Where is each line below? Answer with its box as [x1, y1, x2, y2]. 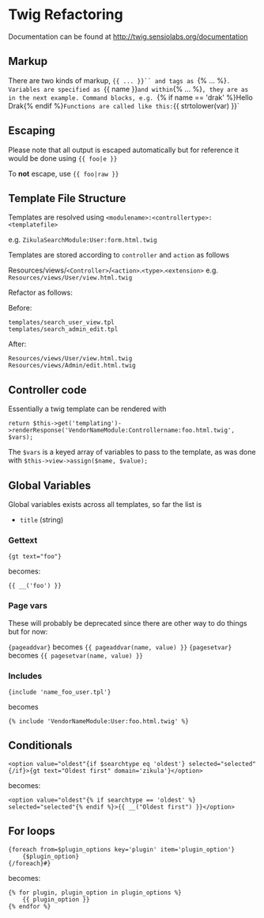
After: [8, 339, 27, 349]
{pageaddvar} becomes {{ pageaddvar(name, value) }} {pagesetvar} [8, 642, 232, 651]
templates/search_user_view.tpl [8, 318, 115, 326]
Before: [8, 303, 32, 313]
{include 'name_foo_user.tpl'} [8, 688, 111, 696]
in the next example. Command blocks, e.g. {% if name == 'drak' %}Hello [8, 93, 253, 102]
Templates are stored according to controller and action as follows [8, 250, 230, 260]
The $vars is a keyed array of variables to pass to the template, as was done [8, 448, 256, 457]
